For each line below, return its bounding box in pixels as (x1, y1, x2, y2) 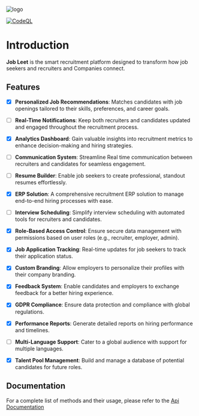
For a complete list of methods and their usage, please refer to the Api (6, 397, 180, 404)
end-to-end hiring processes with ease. (14, 197, 113, 205)
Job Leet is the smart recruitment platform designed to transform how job (6, 58, 188, 66)
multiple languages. (14, 345, 64, 352)
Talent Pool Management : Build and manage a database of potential (14, 356, 185, 364)
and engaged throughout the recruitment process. (14, 123, 139, 131)
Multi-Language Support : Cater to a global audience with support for (14, 338, 187, 346)
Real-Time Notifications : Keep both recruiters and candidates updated (14, 116, 191, 123)
